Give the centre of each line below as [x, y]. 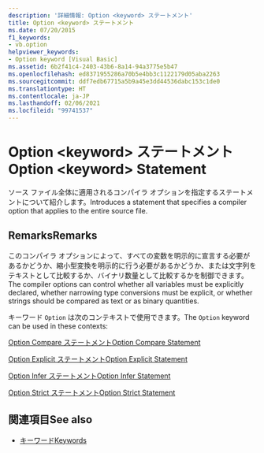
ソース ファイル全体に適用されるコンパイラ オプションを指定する [113, 192]
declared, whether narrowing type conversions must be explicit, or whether [130, 292]
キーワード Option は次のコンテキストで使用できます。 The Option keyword [129, 317]
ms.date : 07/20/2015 [42, 30]
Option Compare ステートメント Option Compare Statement [104, 342]
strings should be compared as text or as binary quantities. [104, 301]
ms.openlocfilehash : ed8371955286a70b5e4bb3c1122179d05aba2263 [114, 74]
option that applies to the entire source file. [78, 210]
